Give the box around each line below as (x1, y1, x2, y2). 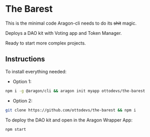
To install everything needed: (5, 68, 67, 74)
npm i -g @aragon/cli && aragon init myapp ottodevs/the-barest (5, 88, 145, 93)
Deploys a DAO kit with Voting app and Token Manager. (5, 30, 122, 36)
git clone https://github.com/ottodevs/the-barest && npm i (5, 107, 137, 113)
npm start (5, 127, 27, 132)
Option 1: (12, 78, 32, 85)
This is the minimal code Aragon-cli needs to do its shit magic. (5, 20, 137, 26)
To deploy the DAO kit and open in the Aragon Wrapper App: (5, 116, 133, 123)
